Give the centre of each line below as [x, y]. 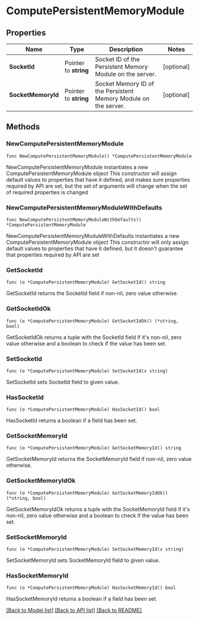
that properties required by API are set [53, 254]
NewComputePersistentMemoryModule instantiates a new [77, 167]
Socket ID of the [118, 59]
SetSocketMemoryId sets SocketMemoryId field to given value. [83, 560]
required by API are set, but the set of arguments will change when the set [97, 186]
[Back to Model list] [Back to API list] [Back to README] [74, 610]
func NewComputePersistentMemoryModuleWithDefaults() [74, 220]
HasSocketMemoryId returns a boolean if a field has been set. [82, 599]
